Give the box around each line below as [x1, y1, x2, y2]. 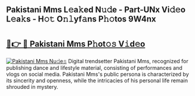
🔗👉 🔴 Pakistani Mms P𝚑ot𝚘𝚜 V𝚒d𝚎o [6, 39, 146, 49]
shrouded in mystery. [6, 83, 58, 90]
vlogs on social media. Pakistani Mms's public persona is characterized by [6, 71, 189, 78]
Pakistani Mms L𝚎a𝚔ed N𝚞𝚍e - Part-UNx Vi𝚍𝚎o [6, 5, 186, 15]
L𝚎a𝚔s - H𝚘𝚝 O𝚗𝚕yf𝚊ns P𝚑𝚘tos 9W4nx [6, 14, 156, 24]
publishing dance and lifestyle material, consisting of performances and [6, 64, 183, 71]
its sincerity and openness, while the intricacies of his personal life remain [6, 77, 188, 84]
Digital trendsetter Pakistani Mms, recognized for [68, 58, 189, 64]
